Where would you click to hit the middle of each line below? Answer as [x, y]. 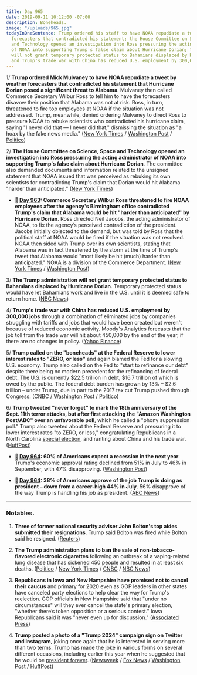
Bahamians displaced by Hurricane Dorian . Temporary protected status [94, 286]
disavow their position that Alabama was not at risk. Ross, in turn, [85, 102]
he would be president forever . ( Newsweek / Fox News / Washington [97, 660]
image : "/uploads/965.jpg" [39, 28]
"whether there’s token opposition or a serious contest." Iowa [88, 611]
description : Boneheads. [36, 22]
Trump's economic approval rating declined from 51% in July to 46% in [100, 463]
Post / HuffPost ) [34, 666]
